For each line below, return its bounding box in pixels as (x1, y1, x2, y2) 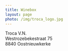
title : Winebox (5, 7, 37, 12)
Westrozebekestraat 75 (5, 35, 53, 41)
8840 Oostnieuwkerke (5, 41, 51, 47)
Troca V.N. (5, 30, 27, 36)
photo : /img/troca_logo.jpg (5, 16, 64, 21)
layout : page (5, 12, 32, 17)
